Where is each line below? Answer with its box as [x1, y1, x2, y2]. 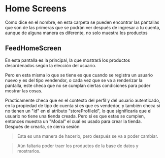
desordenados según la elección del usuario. [5, 62, 97, 68]
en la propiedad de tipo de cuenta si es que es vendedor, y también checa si [5, 102, 160, 109]
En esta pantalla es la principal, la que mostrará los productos [5, 57, 131, 63]
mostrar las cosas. [5, 87, 43, 94]
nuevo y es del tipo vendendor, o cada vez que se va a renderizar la [5, 77, 143, 83]
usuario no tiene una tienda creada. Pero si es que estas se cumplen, [5, 113, 145, 119]
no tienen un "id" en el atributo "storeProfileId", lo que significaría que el [5, 108, 152, 114]
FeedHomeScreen [5, 44, 62, 52]
